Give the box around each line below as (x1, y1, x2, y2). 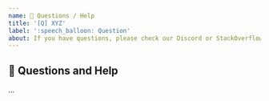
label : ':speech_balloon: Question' (8, 26, 130, 34)
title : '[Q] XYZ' (8, 19, 66, 27)
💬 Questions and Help (8, 63, 118, 77)
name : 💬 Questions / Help (8, 11, 94, 20)
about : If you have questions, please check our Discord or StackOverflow (8, 34, 263, 42)
